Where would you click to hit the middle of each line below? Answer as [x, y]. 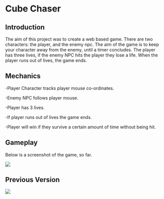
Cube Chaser [33, 9]
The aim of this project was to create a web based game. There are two [79, 39]
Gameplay [22, 143]
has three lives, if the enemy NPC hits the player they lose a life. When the [81, 55]
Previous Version [33, 180]
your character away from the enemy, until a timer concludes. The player [80, 50]
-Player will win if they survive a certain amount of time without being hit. [81, 127]
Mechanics [23, 76]
